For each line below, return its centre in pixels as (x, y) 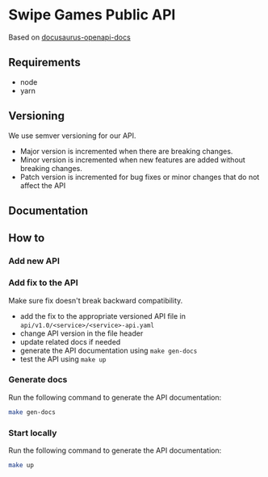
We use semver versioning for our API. (72, 136)
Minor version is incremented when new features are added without (133, 160)
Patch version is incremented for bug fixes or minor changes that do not (140, 177)
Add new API (34, 262)
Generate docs (38, 379)
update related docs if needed (70, 341)
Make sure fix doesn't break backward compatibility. (96, 300)
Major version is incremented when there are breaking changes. (126, 151)
